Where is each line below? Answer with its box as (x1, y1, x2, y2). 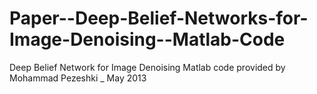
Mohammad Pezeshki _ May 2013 (9, 72, 147, 84)
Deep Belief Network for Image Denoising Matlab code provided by (9, 61, 286, 73)
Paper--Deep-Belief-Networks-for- (9, 7, 309, 30)
